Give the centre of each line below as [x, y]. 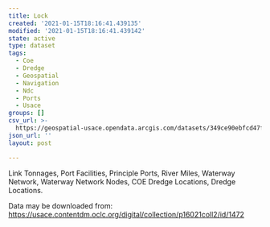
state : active [32, 38]
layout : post [30, 143]
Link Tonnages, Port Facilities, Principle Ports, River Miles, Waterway [122, 173]
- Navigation [37, 83]
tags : [17, 53]
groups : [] [27, 113]
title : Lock [28, 16]
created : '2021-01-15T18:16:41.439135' [75, 23]
